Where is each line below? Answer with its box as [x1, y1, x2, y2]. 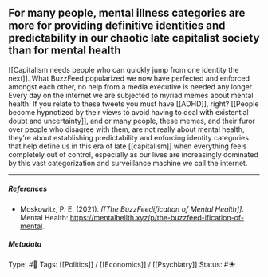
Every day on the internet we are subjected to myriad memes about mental [8, 90, 254, 100]
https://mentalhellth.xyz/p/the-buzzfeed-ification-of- [69, 212, 245, 222]
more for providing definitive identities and [8, 19, 226, 33]
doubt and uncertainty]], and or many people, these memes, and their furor [8, 116, 255, 125]
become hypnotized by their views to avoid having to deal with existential [8, 107, 249, 117]
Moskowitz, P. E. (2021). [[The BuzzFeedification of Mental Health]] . [19, 204, 245, 214]
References [8, 184, 48, 194]
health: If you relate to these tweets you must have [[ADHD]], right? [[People [8, 99, 259, 109]
